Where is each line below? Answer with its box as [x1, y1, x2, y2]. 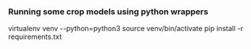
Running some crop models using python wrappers [8, 6, 209, 17]
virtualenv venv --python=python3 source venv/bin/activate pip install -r [8, 24, 243, 33]
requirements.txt [8, 32, 62, 41]
